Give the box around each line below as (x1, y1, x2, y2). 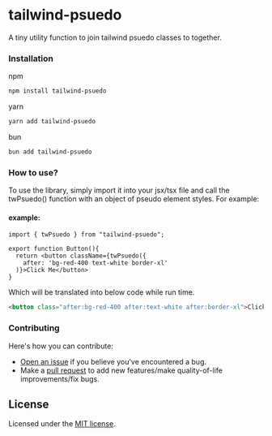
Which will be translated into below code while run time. (8, 287, 195, 297)
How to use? (8, 166, 58, 178)
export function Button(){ (8, 245, 100, 253)
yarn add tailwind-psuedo (8, 118, 96, 126)
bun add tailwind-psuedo (8, 148, 92, 156)
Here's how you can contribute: (8, 341, 113, 351)
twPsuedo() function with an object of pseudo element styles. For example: (8, 194, 260, 204)
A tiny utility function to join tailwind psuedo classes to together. (8, 32, 223, 42)
